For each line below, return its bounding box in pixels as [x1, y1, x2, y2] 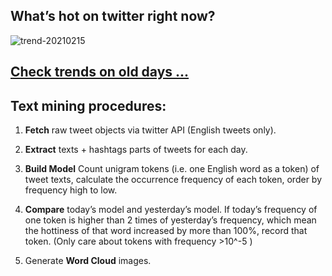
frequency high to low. [24, 184, 118, 196]
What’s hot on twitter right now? [10, 8, 216, 25]
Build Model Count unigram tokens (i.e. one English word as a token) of [24, 163, 320, 175]
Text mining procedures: [10, 97, 167, 114]
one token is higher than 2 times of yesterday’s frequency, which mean [24, 214, 317, 226]
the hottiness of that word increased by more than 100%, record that [24, 225, 308, 237]
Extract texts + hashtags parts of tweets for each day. [24, 144, 248, 156]
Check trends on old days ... [10, 64, 190, 81]
